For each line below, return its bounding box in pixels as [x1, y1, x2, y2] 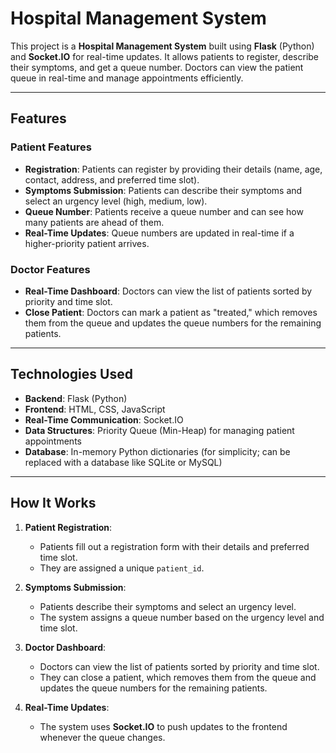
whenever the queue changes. [39, 731, 166, 743]
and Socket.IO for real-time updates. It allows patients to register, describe [10, 50, 320, 62]
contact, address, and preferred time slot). [24, 173, 200, 186]
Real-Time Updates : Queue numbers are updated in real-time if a [24, 227, 295, 239]
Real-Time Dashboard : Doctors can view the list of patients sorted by [24, 285, 313, 297]
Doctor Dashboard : [24, 641, 107, 653]
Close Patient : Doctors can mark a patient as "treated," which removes [24, 306, 318, 318]
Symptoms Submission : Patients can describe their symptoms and [24, 184, 303, 196]
